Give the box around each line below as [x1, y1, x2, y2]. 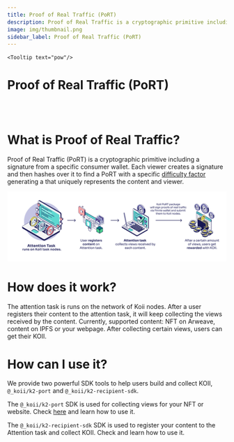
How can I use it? [7, 356, 108, 372]
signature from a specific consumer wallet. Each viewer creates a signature [7, 162, 224, 171]
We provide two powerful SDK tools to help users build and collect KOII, [7, 379, 213, 388]
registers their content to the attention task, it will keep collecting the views [7, 310, 223, 318]
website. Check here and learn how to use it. [7, 408, 136, 416]
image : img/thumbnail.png [7, 26, 82, 33]
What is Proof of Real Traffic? [7, 132, 180, 148]
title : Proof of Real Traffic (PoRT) [7, 11, 117, 18]
